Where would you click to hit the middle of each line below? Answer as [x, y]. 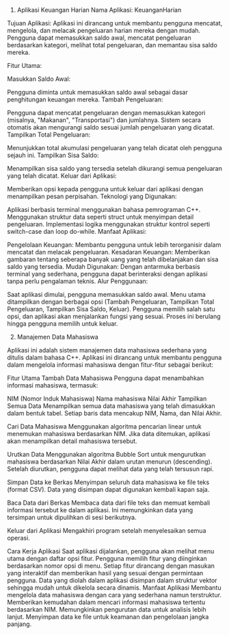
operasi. [19, 538]
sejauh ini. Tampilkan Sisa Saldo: [53, 155]
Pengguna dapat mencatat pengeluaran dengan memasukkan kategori [106, 113]
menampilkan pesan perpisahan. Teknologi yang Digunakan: [92, 196]
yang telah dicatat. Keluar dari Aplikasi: [62, 176]
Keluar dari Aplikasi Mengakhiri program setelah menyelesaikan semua [107, 530]
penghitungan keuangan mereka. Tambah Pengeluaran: [85, 99]
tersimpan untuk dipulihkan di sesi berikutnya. [72, 517]
